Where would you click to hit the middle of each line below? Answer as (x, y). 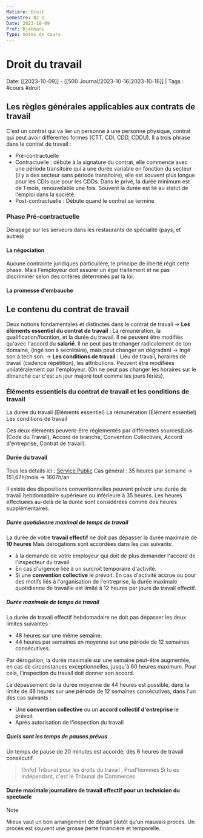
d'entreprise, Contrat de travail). (46, 443)
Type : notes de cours (34, 35)
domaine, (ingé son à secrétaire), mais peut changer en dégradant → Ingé (98, 350)
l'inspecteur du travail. (43, 562)
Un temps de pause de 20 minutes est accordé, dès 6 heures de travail (95, 752)
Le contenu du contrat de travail (68, 309)
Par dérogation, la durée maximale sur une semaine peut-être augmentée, (98, 660)
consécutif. (20, 758)
